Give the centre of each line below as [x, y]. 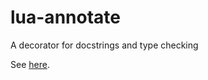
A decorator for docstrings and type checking [104, 45]
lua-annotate [65, 17]
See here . [30, 64]
